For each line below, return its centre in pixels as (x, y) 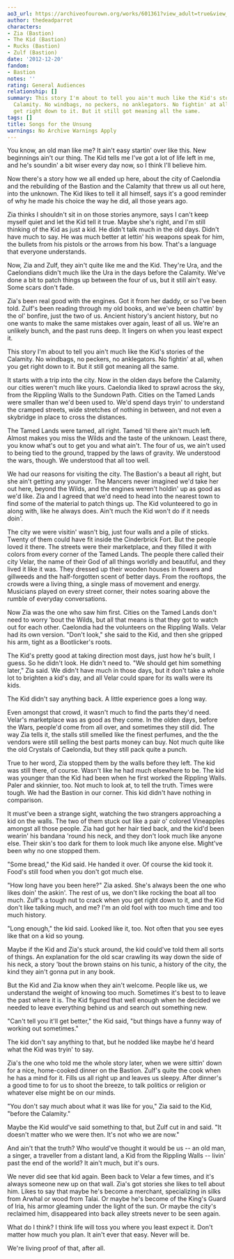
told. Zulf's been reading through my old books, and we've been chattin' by (115, 309)
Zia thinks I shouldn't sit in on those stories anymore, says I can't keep (108, 214)
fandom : (18, 66)
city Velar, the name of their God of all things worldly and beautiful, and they (117, 562)
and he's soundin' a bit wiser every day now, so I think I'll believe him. (107, 166)
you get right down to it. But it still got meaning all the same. (93, 367)
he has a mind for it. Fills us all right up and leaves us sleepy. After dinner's (115, 1078)
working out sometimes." (43, 1028)
